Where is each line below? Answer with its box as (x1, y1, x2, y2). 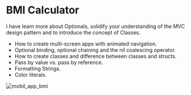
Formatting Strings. (14, 65, 61, 72)
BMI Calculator (6, 3, 79, 17)
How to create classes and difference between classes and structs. (14, 52, 177, 59)
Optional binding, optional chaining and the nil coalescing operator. (14, 46, 176, 53)
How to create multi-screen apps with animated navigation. (14, 40, 157, 47)
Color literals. (14, 71, 47, 78)
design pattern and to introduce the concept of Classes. (6, 29, 141, 36)
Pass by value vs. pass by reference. (14, 59, 103, 66)
